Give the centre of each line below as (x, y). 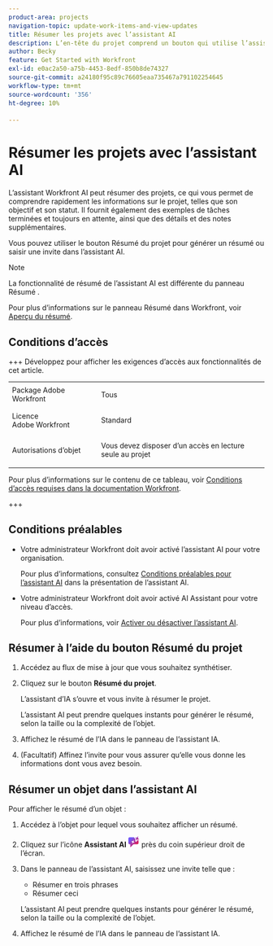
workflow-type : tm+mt (45, 85)
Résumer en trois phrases (75, 885)
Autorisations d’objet (46, 450)
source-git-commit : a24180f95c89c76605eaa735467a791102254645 (116, 77)
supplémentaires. (37, 227)
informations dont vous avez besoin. (81, 764)
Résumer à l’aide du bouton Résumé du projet (126, 648)
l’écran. (32, 853)
